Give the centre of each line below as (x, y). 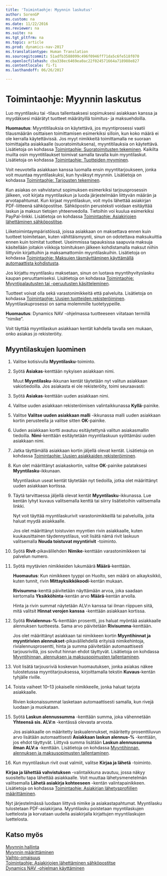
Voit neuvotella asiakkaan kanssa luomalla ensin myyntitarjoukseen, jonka (81, 169)
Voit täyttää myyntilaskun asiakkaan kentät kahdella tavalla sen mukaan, (79, 328)
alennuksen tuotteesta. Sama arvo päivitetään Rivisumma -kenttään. (83, 626)
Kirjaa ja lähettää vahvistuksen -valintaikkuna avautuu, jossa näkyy (76, 772)
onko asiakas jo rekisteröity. (34, 334)
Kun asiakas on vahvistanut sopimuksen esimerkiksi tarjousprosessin (76, 190)
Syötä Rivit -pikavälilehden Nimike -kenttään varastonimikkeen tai (79, 551)
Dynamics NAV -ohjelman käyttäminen (45, 868)
